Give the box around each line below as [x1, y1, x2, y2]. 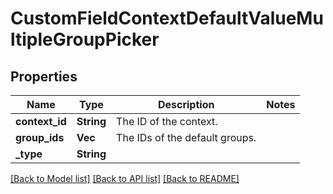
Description [157, 98, 215, 111]
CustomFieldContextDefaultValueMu [10, 7, 324, 30]
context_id [15, 115, 67, 128]
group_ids [15, 131, 65, 144]
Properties [10, 68, 78, 85]
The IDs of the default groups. [116, 131, 257, 144]
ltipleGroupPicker [10, 28, 160, 51]
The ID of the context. [116, 115, 218, 128]
